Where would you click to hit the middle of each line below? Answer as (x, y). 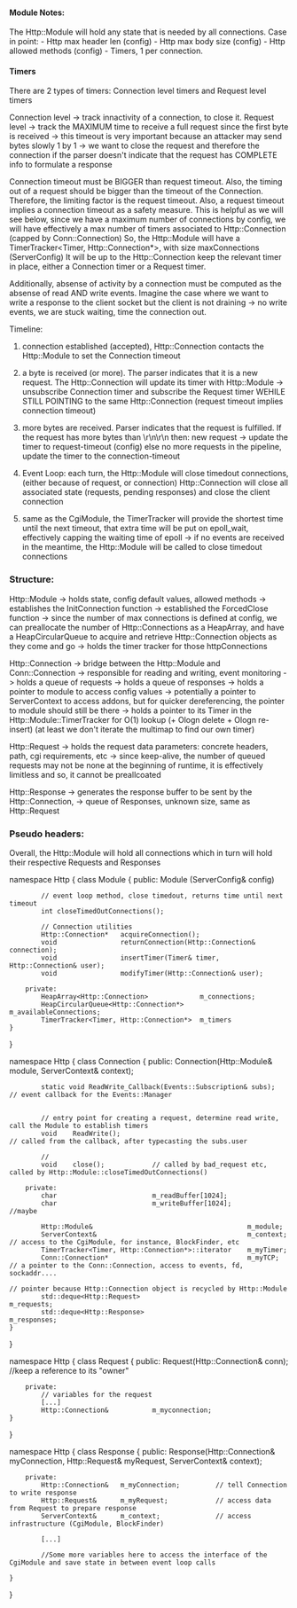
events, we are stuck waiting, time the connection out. (108, 312)
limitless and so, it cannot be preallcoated (85, 774)
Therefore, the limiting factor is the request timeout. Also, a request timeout (147, 200)
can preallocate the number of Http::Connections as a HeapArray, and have (147, 627)
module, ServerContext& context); (72, 1071)
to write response (43, 1493)
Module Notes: (37, 12)
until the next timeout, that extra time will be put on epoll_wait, (135, 529)
